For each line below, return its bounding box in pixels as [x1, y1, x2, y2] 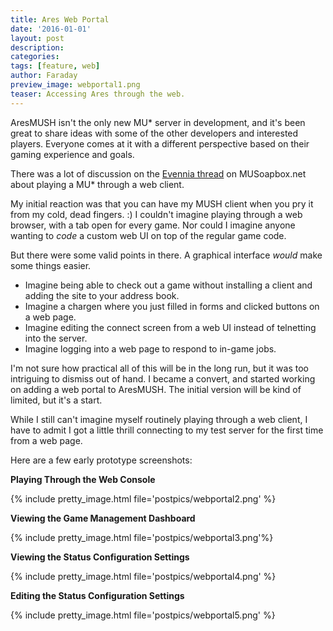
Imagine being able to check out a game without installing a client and [24, 279, 313, 291]
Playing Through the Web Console [10, 473, 156, 485]
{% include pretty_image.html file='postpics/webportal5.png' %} [10, 609, 276, 621]
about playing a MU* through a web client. [10, 178, 185, 190]
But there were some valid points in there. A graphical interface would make [10, 249, 323, 261]
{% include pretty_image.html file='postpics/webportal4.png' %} [10, 570, 277, 582]
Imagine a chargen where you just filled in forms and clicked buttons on [24, 300, 320, 312]
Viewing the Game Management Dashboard [10, 512, 196, 524]
